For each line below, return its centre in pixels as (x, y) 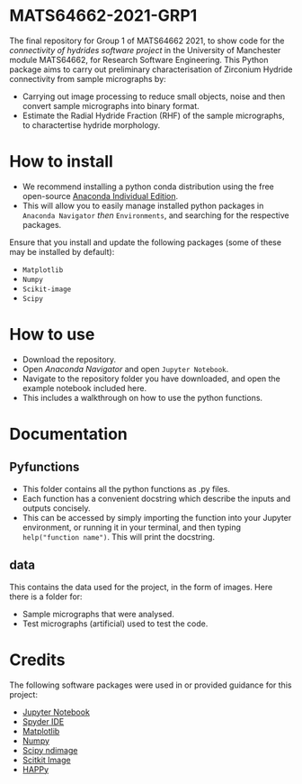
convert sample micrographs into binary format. (111, 105)
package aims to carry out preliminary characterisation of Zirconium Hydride (151, 69)
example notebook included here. (84, 387)
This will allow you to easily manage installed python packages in (143, 205)
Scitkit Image (46, 760)
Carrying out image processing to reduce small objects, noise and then (154, 96)
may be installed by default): (62, 251)
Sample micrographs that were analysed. (98, 614)
